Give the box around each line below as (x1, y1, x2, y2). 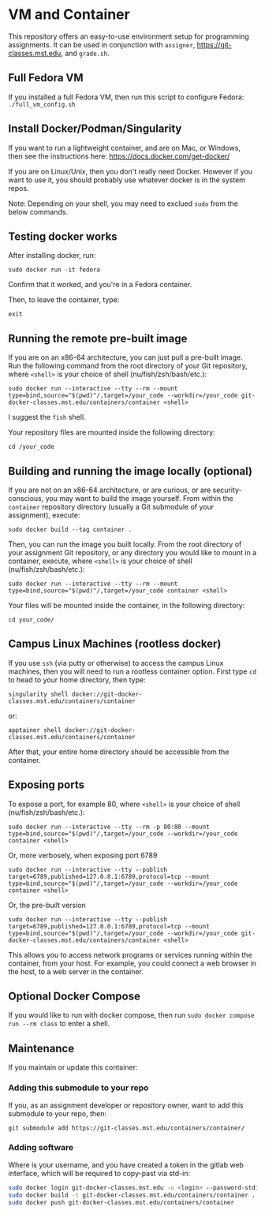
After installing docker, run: (8, 251, 96, 260)
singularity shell (8, 690, 69, 698)
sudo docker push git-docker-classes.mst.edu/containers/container (8, 1198, 235, 1206)
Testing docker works (8, 230, 118, 243)
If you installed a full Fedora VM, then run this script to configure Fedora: (8, 92, 244, 102)
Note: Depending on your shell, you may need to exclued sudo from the (8, 199, 238, 208)
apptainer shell (8, 726, 62, 734)
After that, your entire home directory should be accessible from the (8, 747, 230, 756)
